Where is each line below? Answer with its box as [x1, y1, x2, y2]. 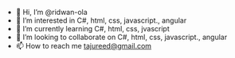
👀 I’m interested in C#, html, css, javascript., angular [15, 16, 187, 25]
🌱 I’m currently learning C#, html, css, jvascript [15, 24, 170, 33]
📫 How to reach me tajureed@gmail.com [15, 42, 152, 50]
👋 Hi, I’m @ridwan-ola [15, 8, 88, 16]
